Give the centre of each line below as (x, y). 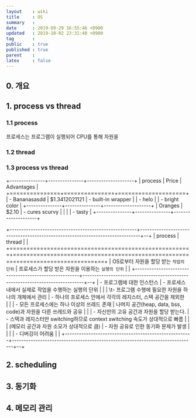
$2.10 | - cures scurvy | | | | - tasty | (49, 211)
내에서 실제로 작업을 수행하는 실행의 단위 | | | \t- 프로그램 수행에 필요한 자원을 (94, 289)
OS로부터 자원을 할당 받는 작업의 (148, 261)
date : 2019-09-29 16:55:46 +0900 (55, 28)
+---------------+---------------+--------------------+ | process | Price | (94, 180)
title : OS (25, 17)
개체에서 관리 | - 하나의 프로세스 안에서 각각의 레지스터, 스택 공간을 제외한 (101, 296)
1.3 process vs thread (37, 168)
